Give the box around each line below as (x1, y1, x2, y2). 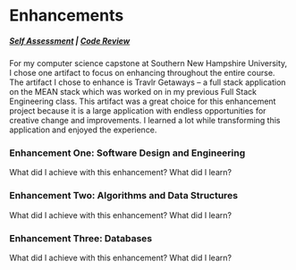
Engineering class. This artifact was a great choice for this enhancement (9, 96, 276, 107)
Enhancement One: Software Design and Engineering (9, 147, 246, 159)
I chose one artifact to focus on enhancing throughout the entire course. (9, 68, 275, 79)
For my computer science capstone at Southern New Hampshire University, (9, 58, 288, 69)
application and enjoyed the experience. (9, 124, 157, 135)
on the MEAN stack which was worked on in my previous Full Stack (9, 87, 258, 97)
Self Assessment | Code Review (9, 35, 131, 46)
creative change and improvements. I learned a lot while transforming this (9, 115, 281, 126)
